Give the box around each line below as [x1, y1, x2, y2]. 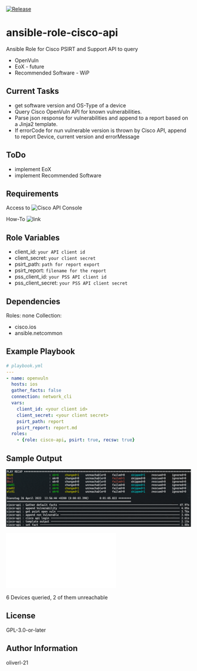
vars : [11, 400, 25, 406]
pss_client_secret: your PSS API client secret [14, 279, 128, 287]
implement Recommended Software [14, 172, 101, 179]
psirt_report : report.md [16, 425, 77, 431]
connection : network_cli [11, 394, 72, 400]
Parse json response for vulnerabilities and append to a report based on [14, 114, 189, 121]
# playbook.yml [6, 362, 43, 369]
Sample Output [6, 453, 63, 463]
